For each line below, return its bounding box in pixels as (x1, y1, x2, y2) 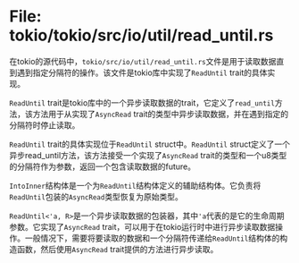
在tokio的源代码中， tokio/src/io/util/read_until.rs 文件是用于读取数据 (9, 55, 277, 66)
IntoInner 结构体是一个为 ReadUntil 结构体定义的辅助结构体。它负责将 (9, 180, 262, 191)
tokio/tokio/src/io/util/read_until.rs (9, 25, 274, 46)
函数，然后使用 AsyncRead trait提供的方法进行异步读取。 (16, 243, 219, 254)
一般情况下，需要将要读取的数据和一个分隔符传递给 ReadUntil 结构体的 (24, 233, 280, 243)
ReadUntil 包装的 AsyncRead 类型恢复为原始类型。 (9, 191, 183, 202)
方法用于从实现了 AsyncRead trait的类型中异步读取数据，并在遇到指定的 (32, 108, 289, 119)
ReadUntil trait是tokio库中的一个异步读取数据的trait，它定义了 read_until (9, 97, 275, 108)
